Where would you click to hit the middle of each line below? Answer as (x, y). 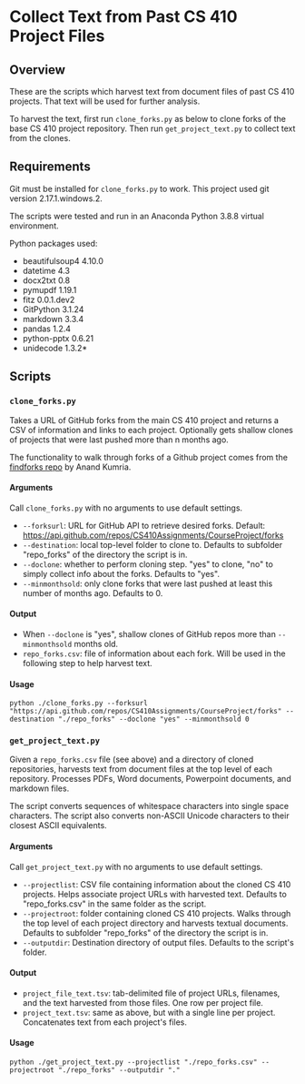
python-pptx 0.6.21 (58, 338)
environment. (34, 226)
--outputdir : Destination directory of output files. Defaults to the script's (158, 942)
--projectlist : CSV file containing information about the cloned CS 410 (157, 884)
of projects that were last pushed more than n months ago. (119, 440)
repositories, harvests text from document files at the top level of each (141, 769)
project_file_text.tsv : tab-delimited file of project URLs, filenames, (151, 993)
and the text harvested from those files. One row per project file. (143, 1002)
